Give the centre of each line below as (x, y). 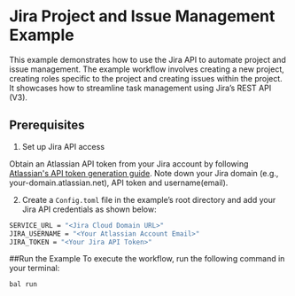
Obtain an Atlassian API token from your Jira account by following (129, 164)
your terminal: (35, 269)
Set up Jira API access (63, 146)
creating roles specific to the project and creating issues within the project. (146, 78)
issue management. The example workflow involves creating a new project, (147, 69)
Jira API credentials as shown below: (89, 209)
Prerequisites (47, 125)
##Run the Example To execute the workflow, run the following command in (147, 259)
